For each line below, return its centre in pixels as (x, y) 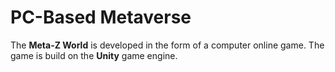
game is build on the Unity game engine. (94, 55)
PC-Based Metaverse (101, 17)
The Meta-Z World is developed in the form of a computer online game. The (167, 45)
